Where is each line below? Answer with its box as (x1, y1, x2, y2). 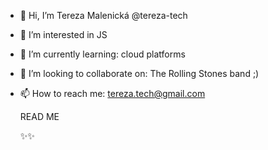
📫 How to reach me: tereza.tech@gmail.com (19, 88, 206, 99)
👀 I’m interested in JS (19, 29, 108, 40)
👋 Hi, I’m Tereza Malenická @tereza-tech (19, 10, 188, 21)
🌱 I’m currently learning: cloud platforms (19, 48, 186, 60)
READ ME (19, 111, 60, 122)
